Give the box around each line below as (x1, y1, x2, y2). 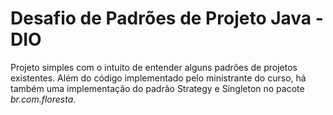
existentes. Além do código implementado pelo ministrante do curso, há (10, 72, 307, 84)
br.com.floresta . (10, 93, 77, 105)
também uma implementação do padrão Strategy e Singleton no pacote (10, 82, 305, 94)
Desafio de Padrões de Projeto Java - (10, 7, 324, 30)
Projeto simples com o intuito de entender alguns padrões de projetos (10, 61, 298, 73)
